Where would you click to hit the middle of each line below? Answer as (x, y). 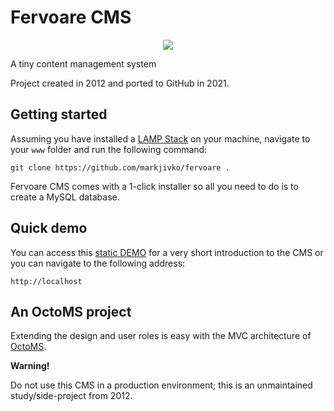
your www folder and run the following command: (109, 149)
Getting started (59, 114)
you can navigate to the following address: (98, 263)
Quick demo (49, 228)
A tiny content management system (83, 63)
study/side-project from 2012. (71, 396)
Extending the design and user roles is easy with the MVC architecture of (161, 336)
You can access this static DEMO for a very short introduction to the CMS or (167, 252)
